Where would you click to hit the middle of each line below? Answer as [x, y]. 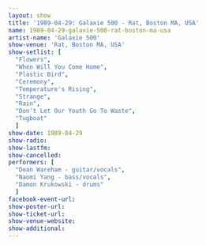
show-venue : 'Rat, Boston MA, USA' [67, 45]
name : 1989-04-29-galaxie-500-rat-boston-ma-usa [90, 30]
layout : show [30, 15]
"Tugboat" [31, 119]
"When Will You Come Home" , [62, 67]
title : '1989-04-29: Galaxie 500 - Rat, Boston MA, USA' [104, 23]
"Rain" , [28, 104]
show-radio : [28, 140]
